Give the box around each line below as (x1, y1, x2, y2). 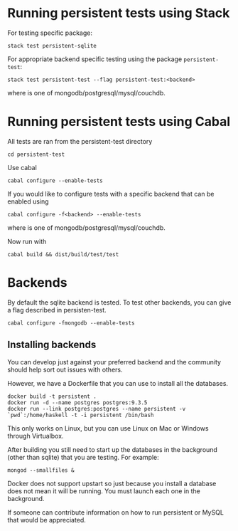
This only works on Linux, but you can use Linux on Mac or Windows (7, 424, 209, 432)
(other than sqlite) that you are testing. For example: (7, 453, 160, 461)
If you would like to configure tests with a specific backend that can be (7, 189, 215, 198)
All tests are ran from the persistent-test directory (7, 137, 153, 145)
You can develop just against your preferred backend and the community (7, 357, 222, 366)
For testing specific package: (7, 28, 92, 37)
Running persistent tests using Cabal (7, 114, 231, 130)
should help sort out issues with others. (7, 365, 123, 374)
